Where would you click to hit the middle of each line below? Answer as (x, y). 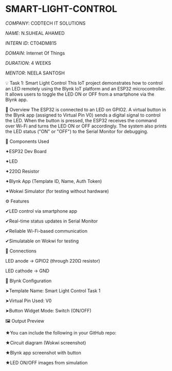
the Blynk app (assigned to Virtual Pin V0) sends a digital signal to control (83, 115)
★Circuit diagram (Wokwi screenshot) (46, 343)
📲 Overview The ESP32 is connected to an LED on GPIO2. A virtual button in (86, 109)
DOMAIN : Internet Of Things (35, 53)
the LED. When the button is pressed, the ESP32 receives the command (81, 120)
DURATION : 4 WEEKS (28, 63)
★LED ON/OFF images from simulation (47, 362)
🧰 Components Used (27, 141)
